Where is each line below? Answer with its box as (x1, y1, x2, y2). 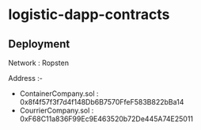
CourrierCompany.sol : (19, 105, 94, 115)
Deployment (8, 37, 70, 51)
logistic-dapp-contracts (8, 6, 170, 24)
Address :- (8, 74, 44, 82)
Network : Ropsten (8, 58, 70, 67)
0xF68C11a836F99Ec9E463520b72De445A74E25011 (19, 114, 194, 124)
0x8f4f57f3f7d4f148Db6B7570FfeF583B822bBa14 (19, 97, 184, 106)
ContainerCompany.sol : (19, 89, 99, 98)
